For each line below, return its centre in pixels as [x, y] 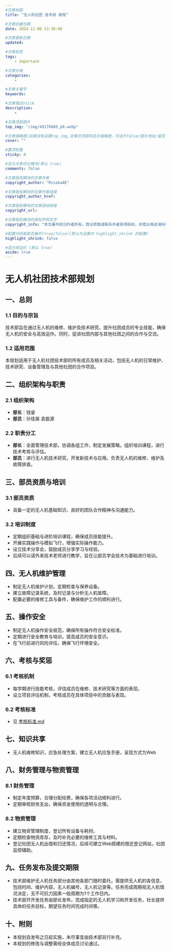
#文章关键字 [16, 89]
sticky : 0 [16, 155]
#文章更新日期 [18, 38]
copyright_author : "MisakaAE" [37, 182]
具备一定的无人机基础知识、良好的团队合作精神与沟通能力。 [75, 510]
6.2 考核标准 [21, 709]
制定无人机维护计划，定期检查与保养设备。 [57, 587]
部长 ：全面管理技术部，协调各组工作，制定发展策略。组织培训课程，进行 [88, 445]
